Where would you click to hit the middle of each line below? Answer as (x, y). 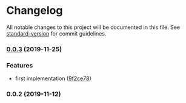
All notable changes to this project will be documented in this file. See (93, 27)
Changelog (35, 11)
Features (20, 65)
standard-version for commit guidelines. (56, 33)
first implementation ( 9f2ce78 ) (53, 78)
